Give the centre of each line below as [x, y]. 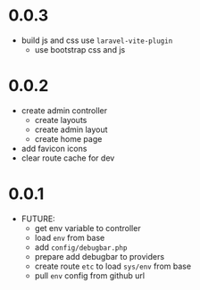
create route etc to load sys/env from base [113, 266]
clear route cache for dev [68, 158]
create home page [68, 138]
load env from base [70, 237]
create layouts [61, 120]
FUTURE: [38, 219]
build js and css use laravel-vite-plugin [97, 40]
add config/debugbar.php [81, 247]
